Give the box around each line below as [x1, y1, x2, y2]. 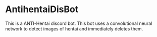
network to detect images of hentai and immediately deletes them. [5, 25, 143, 31]
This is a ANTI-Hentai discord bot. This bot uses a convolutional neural [5, 20, 152, 26]
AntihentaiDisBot [5, 4, 79, 15]
